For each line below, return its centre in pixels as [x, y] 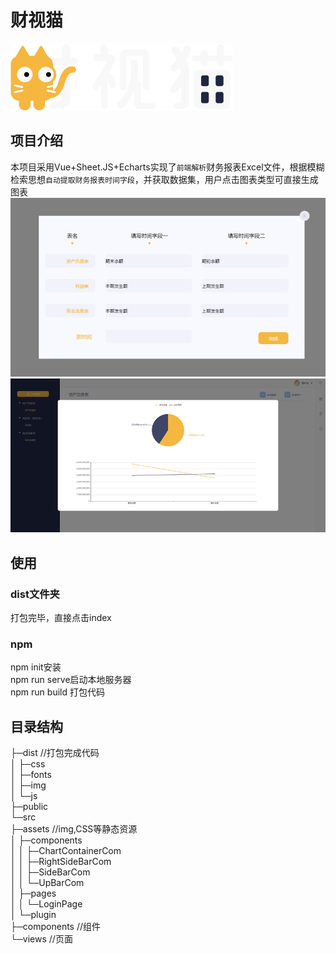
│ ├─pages [33, 893]
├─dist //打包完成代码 [55, 753]
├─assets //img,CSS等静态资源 [74, 829]
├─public [29, 807]
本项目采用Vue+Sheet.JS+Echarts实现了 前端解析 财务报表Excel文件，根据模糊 [167, 167]
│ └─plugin [33, 915]
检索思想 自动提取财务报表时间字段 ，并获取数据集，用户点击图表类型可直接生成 [164, 179]
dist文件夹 [35, 594]
